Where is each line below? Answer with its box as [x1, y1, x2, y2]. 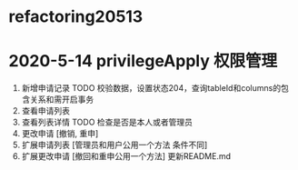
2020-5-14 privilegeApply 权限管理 [8, 51, 278, 72]
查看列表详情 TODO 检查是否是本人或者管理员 [21, 116, 193, 128]
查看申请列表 [21, 105, 70, 116]
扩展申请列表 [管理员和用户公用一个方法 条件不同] [21, 139, 208, 151]
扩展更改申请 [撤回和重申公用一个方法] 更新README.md [21, 151, 232, 162]
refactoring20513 [8, 6, 144, 27]
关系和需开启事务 [29, 94, 94, 105]
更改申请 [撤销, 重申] [21, 128, 99, 139]
